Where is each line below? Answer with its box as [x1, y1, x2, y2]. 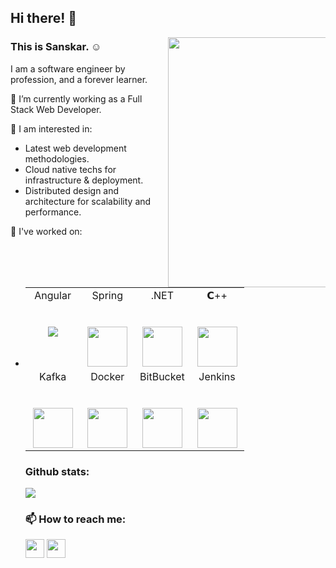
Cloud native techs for [24, 163, 117, 175]
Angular [34, 288, 72, 302]
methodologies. [24, 152, 90, 165]
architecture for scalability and [24, 195, 152, 207]
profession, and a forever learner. [10, 73, 148, 85]
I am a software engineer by [10, 62, 126, 75]
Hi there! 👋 [10, 10, 78, 27]
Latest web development [24, 142, 127, 154]
